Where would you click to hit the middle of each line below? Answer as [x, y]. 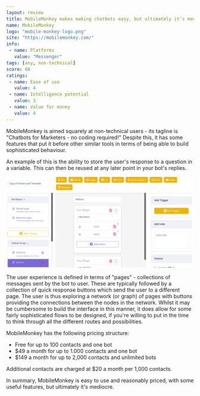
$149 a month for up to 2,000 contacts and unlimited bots [85, 357]
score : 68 [18, 69]
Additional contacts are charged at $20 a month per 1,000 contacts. [89, 369]
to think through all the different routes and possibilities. [75, 321]
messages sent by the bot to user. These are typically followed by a [89, 283]
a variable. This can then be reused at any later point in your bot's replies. [96, 168]
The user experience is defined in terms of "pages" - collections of [88, 277]
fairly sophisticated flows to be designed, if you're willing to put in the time [98, 315]
